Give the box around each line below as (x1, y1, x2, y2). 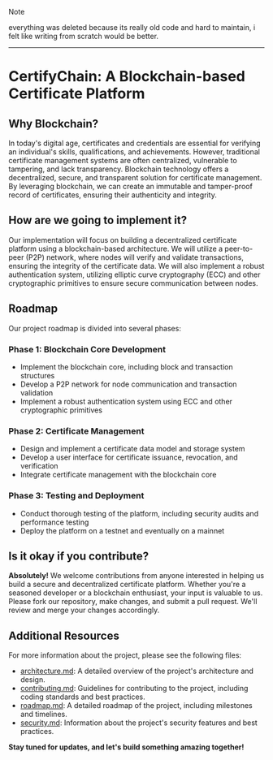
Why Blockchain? (8, 117, 99, 131)
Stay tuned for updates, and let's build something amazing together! (8, 742, 245, 752)
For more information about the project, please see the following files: (8, 650, 242, 660)
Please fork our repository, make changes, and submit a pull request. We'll (8, 597, 258, 607)
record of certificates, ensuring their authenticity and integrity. (8, 190, 218, 200)
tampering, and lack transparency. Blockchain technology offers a (8, 164, 229, 174)
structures (19, 370, 55, 380)
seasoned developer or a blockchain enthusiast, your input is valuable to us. (8, 588, 263, 598)
